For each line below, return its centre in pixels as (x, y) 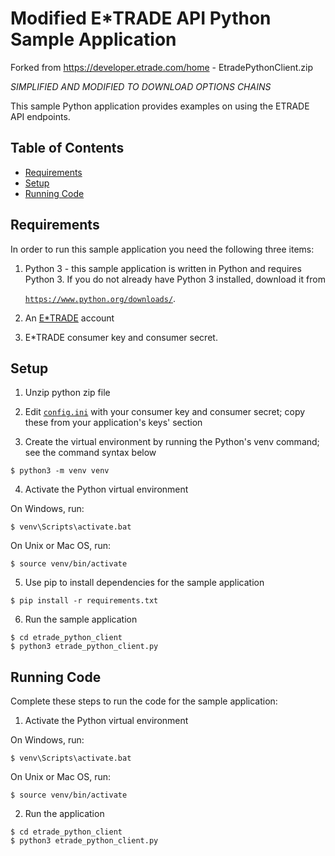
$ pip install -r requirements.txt (84, 601)
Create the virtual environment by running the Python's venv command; (172, 442)
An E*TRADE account (69, 318)
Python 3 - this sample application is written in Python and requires (163, 268)
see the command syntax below (90, 453)
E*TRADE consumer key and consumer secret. (121, 337)
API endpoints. (40, 116)
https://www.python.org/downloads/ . (100, 298)
